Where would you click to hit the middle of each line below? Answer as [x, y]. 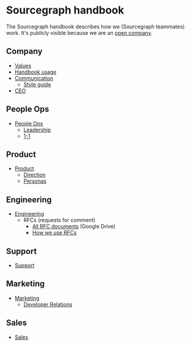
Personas [35, 181]
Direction [34, 175]
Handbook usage [36, 72]
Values [23, 65]
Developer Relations [48, 304]
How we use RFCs [54, 233]
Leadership [37, 130]
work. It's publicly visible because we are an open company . [79, 32]
